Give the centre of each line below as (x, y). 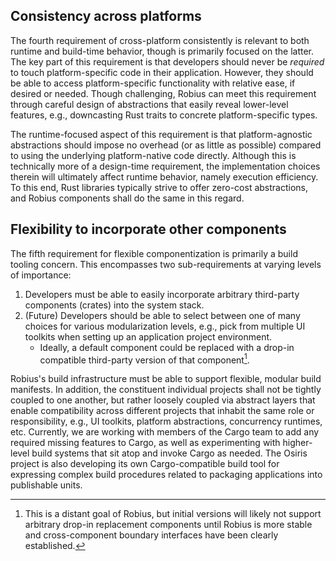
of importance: (41, 275)
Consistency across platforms (106, 16)
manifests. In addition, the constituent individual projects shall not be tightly (166, 390)
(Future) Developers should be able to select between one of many (162, 315)
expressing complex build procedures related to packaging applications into (166, 475)
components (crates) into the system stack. (114, 305)
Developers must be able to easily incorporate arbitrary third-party (162, 294)
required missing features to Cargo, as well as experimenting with (145, 443)
